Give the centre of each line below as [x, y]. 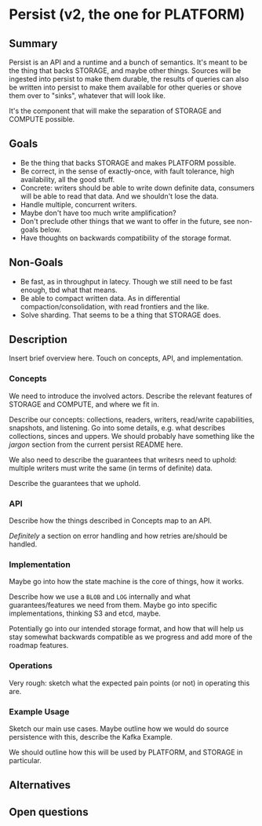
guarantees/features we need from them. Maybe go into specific [113, 605]
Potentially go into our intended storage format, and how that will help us [126, 629]
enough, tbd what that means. [69, 290]
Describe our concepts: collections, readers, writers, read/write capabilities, [132, 419]
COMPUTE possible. [42, 119]
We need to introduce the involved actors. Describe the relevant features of [131, 396]
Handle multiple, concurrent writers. [78, 204]
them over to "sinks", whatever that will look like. [87, 95]
